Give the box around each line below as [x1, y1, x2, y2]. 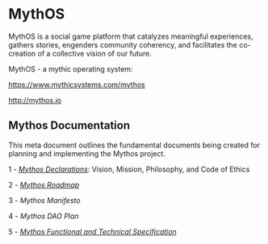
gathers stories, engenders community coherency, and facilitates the [8, 39, 238, 49]
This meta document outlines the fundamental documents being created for [8, 140, 261, 150]
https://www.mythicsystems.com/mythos [8, 80, 145, 89]
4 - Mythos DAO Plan [8, 211, 79, 221]
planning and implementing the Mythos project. [8, 148, 165, 158]
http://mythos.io [8, 95, 62, 105]
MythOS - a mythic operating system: [8, 64, 133, 73]
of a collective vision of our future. [37, 48, 152, 58]
